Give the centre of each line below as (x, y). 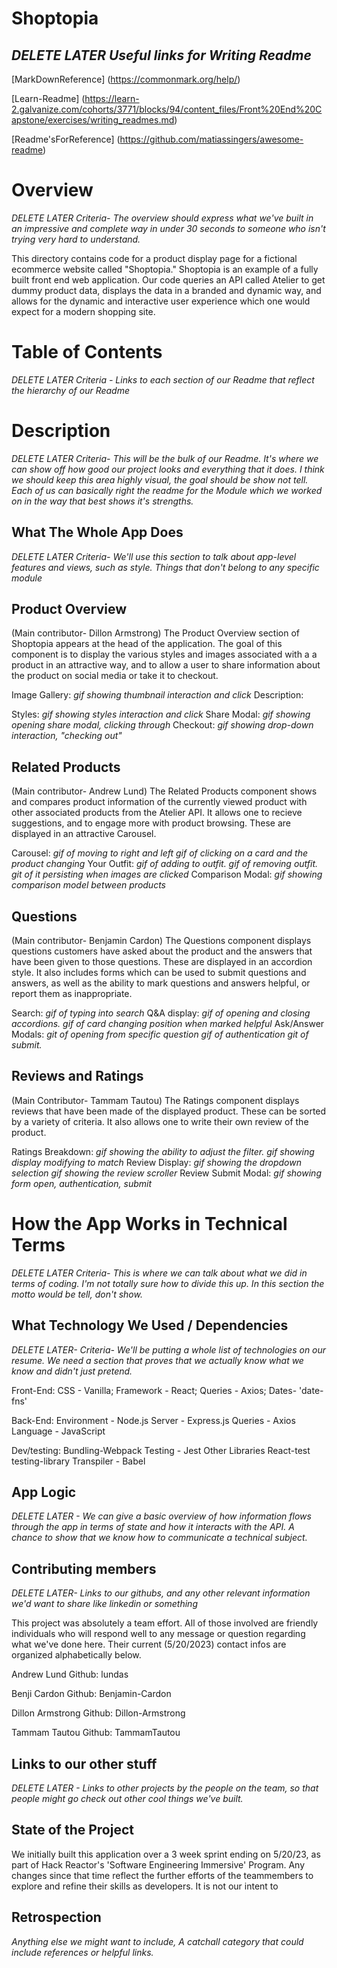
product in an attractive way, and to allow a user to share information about (166, 665)
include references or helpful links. (82, 1952)
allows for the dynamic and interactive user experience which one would (161, 301)
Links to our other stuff (84, 1763)
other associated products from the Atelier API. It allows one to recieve (157, 813)
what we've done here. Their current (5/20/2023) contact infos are (149, 1644)
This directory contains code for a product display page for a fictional (154, 258)
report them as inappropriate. (72, 994)
